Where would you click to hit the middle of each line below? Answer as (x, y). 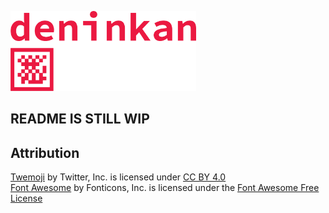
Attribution (45, 152)
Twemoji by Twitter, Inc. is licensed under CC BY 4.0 (118, 177)
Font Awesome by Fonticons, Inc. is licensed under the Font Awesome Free (165, 188)
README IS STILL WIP (80, 119)
